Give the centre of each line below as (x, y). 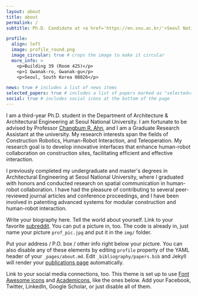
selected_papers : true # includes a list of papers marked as (84, 93)
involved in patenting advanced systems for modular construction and (91, 202)
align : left (26, 44)
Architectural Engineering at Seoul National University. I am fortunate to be (97, 121)
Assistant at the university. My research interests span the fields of (87, 134)
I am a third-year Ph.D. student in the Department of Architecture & (87, 115)
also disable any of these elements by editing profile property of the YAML (98, 250)
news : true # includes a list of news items (62, 88)
